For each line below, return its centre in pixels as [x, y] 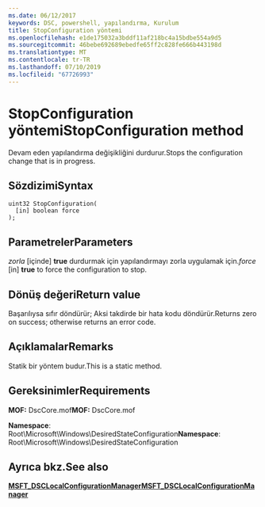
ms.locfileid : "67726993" [51, 74]
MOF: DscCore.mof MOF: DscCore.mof [72, 410]
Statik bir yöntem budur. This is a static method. [85, 366]
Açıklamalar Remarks [61, 347]
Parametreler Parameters [71, 242]
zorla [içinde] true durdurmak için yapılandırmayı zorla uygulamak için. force [132, 261]
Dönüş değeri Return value [75, 294]
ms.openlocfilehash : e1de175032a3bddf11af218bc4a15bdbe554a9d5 [115, 38]
